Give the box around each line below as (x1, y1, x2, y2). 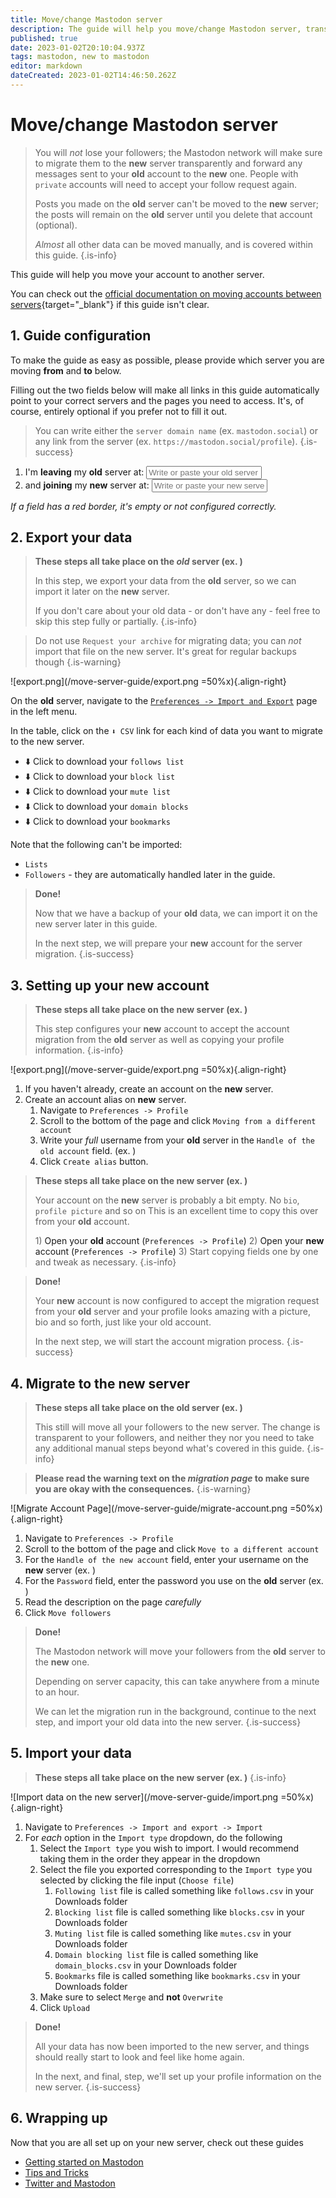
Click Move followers (24, 1607, 112, 1619)
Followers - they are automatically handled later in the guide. (24, 869, 276, 881)
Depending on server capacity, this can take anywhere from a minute (34, 1676, 320, 1688)
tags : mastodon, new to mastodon (10, 52, 150, 62)
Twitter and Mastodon (24, 2177, 116, 2189)
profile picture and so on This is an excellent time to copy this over (34, 1205, 319, 1217)
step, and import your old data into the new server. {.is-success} (34, 1716, 302, 1728)
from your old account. (34, 1216, 130, 1228)
